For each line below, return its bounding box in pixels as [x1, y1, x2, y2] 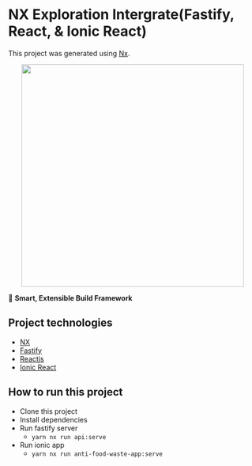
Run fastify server [19, 423, 78, 433]
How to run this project [8, 385, 123, 399]
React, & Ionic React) [8, 22, 148, 40]
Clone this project [19, 406, 77, 416]
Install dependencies [19, 415, 88, 424]
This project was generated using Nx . [8, 48, 130, 58]
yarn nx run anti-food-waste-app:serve [31, 449, 164, 458]
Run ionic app [19, 440, 65, 449]
